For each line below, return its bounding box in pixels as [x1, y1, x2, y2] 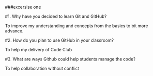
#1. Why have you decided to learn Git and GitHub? [5, 14, 107, 19]
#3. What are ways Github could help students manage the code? [5, 56, 136, 62]
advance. [5, 28, 24, 33]
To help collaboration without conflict [5, 65, 79, 71]
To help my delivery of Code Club [5, 47, 72, 52]
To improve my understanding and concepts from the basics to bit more [5, 23, 149, 29]
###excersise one [5, 4, 41, 10]
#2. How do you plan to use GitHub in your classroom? [5, 37, 114, 43]
